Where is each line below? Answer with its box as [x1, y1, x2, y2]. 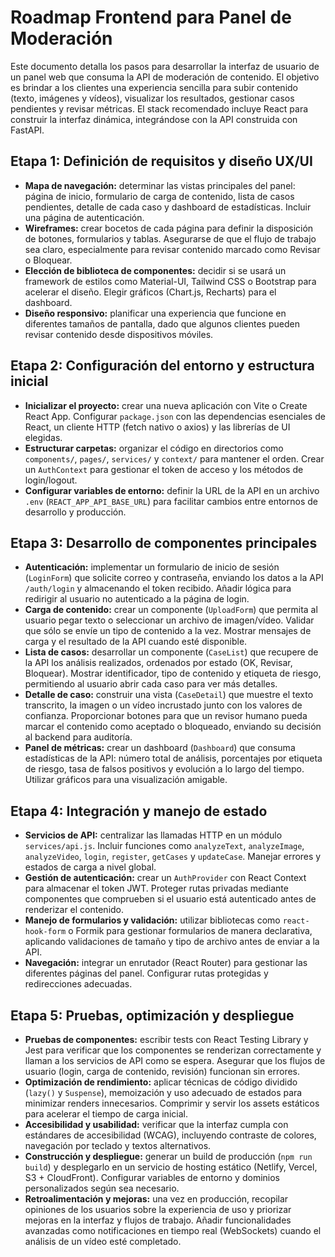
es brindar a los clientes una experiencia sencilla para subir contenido [10, 81, 298, 93]
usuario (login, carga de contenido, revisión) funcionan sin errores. [24, 1066, 301, 1077]
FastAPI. [10, 124, 45, 136]
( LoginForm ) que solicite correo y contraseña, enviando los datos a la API [24, 572, 324, 584]
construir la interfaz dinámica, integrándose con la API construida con [10, 113, 298, 125]
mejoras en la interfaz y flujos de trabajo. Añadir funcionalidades [24, 1214, 292, 1226]
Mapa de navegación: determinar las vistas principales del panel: [24, 179, 296, 191]
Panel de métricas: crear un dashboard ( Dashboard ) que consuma [24, 742, 296, 754]
